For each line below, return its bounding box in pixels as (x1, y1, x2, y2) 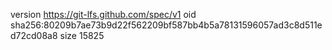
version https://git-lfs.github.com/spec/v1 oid (10, 9, 197, 20)
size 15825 (59, 30, 105, 41)
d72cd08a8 (10, 30, 58, 41)
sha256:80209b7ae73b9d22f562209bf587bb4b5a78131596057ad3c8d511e (10, 19, 323, 31)
